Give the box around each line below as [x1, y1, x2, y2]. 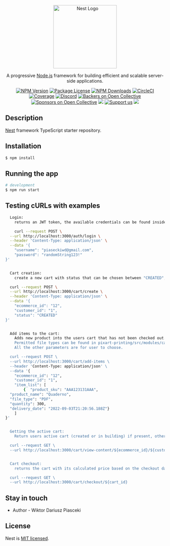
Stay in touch [5, 494, 48, 502]
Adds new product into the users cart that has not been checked [14, 336, 155, 341]
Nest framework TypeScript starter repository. [5, 127, 102, 133]
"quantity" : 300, [10, 401, 47, 406]
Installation [5, 142, 41, 150]
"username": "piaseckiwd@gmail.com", [14, 248, 94, 253]
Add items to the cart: [10, 331, 60, 336]
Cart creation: [10, 270, 42, 276]
